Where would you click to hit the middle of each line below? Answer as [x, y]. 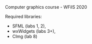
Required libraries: [23, 16]
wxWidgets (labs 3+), [34, 31]
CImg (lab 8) [25, 36]
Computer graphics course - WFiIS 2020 [46, 7]
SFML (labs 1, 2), [29, 26]
